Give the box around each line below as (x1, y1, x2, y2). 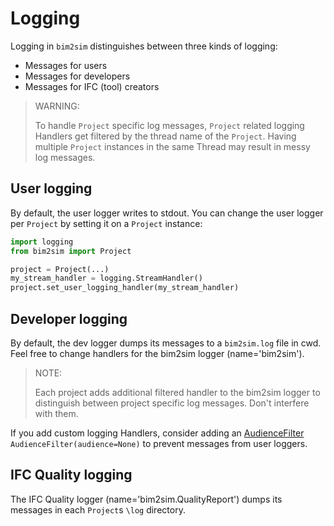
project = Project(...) (10, 264, 110, 274)
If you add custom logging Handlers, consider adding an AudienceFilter (10, 427, 305, 439)
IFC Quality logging (10, 467, 133, 484)
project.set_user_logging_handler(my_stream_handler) (10, 283, 240, 293)
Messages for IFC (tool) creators (24, 80, 160, 92)
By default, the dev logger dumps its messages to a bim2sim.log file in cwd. (10, 337, 322, 349)
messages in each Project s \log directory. (10, 503, 186, 516)
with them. (34, 407, 79, 419)
